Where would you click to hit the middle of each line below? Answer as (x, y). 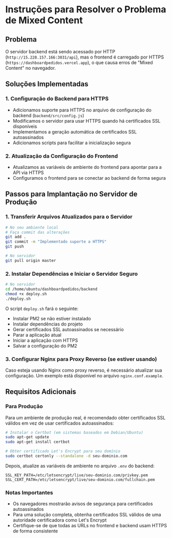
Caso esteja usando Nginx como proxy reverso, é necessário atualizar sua (84, 370)
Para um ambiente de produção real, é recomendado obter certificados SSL (85, 417)
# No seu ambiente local (32, 227)
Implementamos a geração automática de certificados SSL (75, 131)
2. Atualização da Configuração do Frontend (62, 156)
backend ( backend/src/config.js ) (49, 115)
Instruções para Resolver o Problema (86, 9)
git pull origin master (31, 260)
